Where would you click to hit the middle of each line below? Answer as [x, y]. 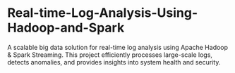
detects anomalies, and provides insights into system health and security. [114, 62]
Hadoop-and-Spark [66, 28]
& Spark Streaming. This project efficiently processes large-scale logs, [110, 55]
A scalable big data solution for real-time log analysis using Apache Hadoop [117, 47]
